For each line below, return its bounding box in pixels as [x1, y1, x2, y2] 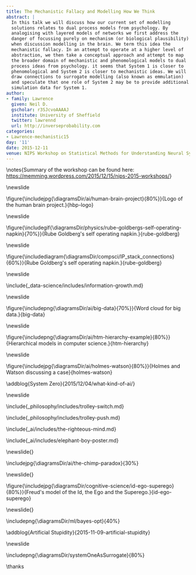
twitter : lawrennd [11, 118, 57, 124]
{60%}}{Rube [6, 259, 39, 267]
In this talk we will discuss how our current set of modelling [11, 19, 171, 25]
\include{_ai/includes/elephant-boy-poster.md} [6, 437, 119, 444]
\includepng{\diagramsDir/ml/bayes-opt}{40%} [6, 518, 120, 525]
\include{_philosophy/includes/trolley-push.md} [6, 414, 121, 421]
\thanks [6, 563, 24, 570]
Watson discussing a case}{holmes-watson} [6, 369, 113, 376]
